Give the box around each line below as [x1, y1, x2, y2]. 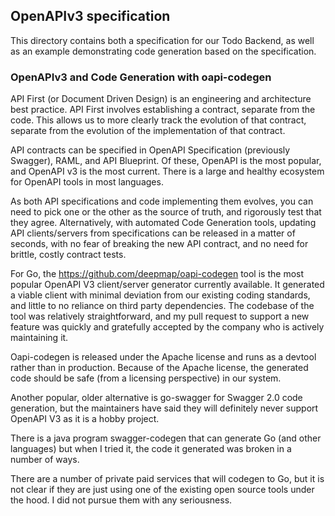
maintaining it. [10, 332, 69, 344]
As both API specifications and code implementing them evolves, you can [10, 195, 314, 208]
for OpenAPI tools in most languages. [10, 176, 164, 188]
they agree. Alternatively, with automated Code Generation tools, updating [10, 217, 317, 229]
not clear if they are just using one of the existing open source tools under [10, 484, 315, 496]
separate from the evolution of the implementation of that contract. [10, 125, 286, 137]
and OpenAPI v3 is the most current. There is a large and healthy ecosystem [10, 165, 325, 178]
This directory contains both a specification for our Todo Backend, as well [10, 34, 315, 46]
